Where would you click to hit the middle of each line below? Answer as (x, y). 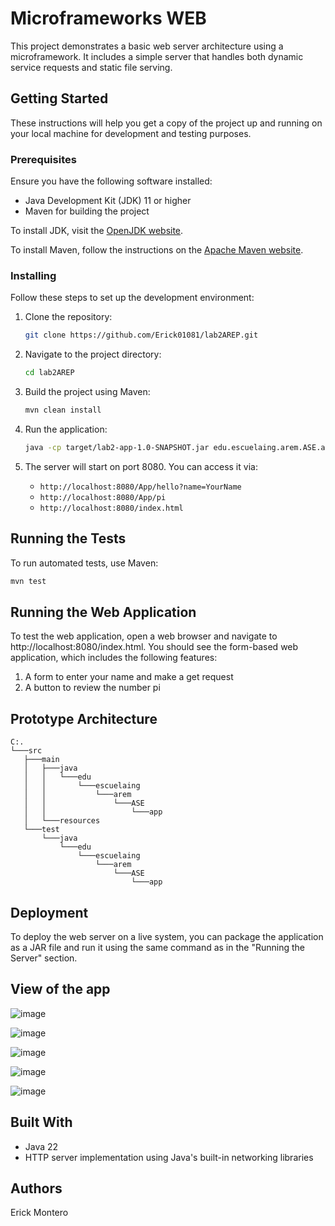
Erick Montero (39, 1213)
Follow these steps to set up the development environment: (132, 298)
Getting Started (59, 98)
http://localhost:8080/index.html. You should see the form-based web (154, 647)
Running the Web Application (103, 612)
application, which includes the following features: (114, 658)
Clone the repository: (68, 317)
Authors (36, 1188)
